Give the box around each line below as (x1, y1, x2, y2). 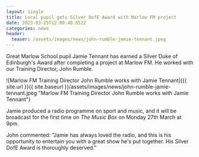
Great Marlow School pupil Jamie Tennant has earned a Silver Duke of (6, 53, 178, 59)
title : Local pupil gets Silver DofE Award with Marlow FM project (6, 14, 177, 20)
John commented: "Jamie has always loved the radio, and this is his (6, 131, 172, 139)
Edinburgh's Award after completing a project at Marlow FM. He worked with (6, 59, 194, 66)
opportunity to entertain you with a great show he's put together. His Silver (6, 138, 189, 145)
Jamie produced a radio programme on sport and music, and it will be (6, 108, 177, 114)
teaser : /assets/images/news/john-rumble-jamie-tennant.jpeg (11, 36, 166, 42)
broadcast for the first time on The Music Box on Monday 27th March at (6, 114, 182, 121)
